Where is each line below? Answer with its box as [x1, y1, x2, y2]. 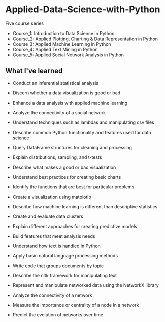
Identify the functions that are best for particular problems [12, 184, 135, 190]
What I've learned [5, 67, 63, 75]
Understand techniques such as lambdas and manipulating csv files [12, 119, 154, 125]
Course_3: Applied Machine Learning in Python [12, 41, 111, 47]
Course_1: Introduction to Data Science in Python [12, 30, 115, 36]
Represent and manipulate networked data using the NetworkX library [12, 282, 159, 288]
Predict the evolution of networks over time [12, 311, 103, 318]
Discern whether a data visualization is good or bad [12, 90, 121, 96]
